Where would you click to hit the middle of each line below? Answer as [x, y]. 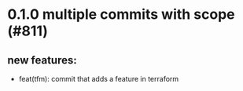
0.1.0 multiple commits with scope [121, 15]
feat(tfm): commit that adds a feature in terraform [99, 79]
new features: [42, 60]
